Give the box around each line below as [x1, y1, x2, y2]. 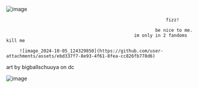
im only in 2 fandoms [133, 32, 187, 38]
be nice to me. [155, 27, 193, 33]
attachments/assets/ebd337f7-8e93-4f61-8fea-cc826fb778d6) [6, 53, 156, 59]
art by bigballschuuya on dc [6, 64, 74, 70]
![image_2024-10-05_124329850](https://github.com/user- [19, 48, 164, 54]
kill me [6, 38, 26, 44]
